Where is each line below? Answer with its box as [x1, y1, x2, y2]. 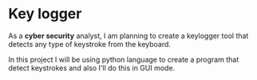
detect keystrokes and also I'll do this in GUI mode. [8, 63, 176, 72]
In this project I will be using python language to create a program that [8, 55, 239, 64]
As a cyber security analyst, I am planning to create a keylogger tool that [8, 31, 249, 40]
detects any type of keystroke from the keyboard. [8, 39, 172, 48]
